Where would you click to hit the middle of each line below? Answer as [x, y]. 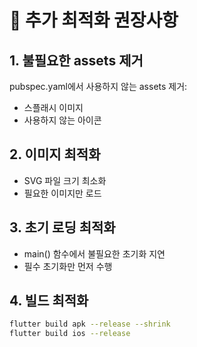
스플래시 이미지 [53, 107]
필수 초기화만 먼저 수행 [68, 266]
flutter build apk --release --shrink [90, 324]
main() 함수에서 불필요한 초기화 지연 [94, 253]
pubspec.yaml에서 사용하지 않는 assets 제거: [98, 86]
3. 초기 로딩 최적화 [62, 227]
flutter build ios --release [70, 334]
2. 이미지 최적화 [55, 154]
